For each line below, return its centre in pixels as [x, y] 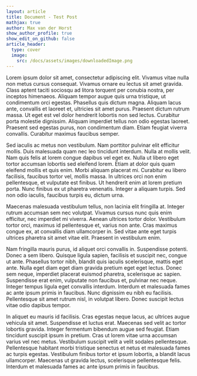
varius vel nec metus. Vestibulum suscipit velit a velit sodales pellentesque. [97, 341]
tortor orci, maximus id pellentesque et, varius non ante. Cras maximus [92, 225]
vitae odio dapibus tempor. [39, 305]
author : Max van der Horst [39, 28]
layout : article [26, 11]
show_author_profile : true [39, 33]
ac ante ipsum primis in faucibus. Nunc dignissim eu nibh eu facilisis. [89, 293]
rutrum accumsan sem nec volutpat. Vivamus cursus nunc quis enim [89, 213]
